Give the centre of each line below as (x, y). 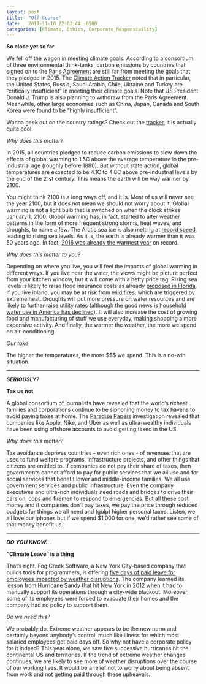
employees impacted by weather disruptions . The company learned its (95, 579)
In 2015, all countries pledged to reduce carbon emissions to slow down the (102, 153)
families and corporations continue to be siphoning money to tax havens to (101, 410)
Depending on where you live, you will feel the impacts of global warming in (102, 267)
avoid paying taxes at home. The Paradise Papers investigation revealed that (103, 416)
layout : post (23, 12)
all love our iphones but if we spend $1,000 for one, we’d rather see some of (103, 518)
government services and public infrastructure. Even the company (90, 485)
